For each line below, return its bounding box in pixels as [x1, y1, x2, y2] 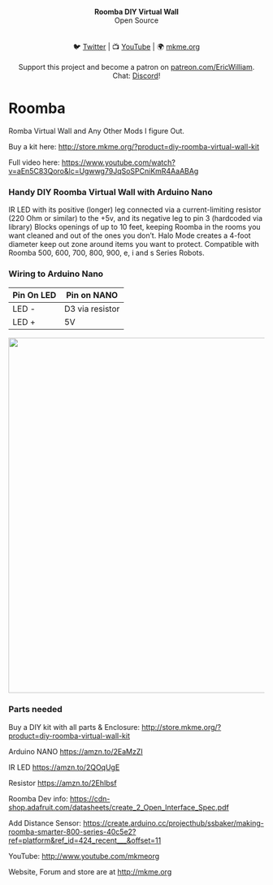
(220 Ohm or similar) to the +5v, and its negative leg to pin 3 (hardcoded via [8, 214, 262, 223]
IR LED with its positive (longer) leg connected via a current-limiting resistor [8, 205, 262, 214]
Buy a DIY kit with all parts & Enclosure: [8, 722, 141, 732]
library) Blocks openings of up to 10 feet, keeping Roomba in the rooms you [8, 222, 262, 232]
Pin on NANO [66, 289, 119, 300]
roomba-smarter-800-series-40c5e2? [8, 827, 136, 836]
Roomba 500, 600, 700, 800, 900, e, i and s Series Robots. [8, 248, 205, 258]
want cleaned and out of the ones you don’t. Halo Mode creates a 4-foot [8, 231, 251, 240]
